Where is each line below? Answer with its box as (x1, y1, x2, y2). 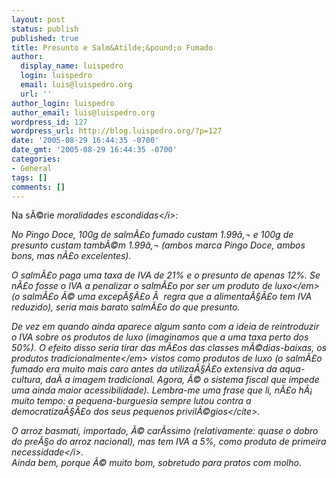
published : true (11, 33, 79, 43)
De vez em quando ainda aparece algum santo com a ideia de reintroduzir (11, 321, 320, 333)
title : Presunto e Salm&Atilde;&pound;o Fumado (11, 42, 214, 53)
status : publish (11, 24, 79, 34)
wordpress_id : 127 (11, 117, 88, 127)
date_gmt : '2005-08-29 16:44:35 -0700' (11, 145, 178, 155)
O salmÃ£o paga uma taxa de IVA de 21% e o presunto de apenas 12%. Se (11, 269, 321, 281)
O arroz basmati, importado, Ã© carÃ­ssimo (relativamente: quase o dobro (11, 425, 319, 437)
